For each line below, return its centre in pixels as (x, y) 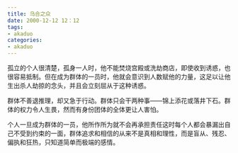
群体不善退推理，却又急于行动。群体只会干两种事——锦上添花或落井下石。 (116, 101)
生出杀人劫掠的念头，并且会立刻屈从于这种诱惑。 (79, 85)
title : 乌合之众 (29, 14)
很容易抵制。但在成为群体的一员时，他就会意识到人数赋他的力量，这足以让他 (119, 76)
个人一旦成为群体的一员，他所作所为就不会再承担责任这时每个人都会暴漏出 (116, 124)
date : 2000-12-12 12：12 (44, 21)
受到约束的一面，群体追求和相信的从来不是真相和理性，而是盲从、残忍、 (125, 133)
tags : (15, 27)
